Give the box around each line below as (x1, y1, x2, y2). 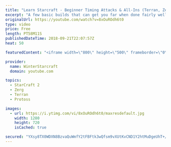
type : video (5, 21, 31, 27)
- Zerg (10, 87, 24, 92)
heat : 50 (5, 41, 24, 46)
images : (5, 106, 22, 111)
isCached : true (14, 125, 47, 130)
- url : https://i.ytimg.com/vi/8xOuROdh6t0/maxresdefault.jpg (10, 111, 145, 116)
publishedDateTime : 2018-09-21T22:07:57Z (5, 36, 95, 41)
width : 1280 (14, 115, 40, 120)
